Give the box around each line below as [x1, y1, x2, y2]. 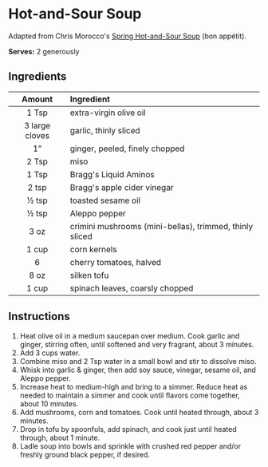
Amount [21, 93, 53, 105]
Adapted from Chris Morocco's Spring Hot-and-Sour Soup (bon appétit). [8, 31, 247, 41]
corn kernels [69, 243, 117, 255]
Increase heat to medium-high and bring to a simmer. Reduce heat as [19, 382, 248, 391]
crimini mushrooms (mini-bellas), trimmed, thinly [69, 220, 254, 232]
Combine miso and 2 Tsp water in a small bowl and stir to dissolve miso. [19, 356, 257, 366]
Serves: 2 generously [8, 46, 80, 56]
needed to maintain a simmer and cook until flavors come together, [19, 390, 241, 400]
